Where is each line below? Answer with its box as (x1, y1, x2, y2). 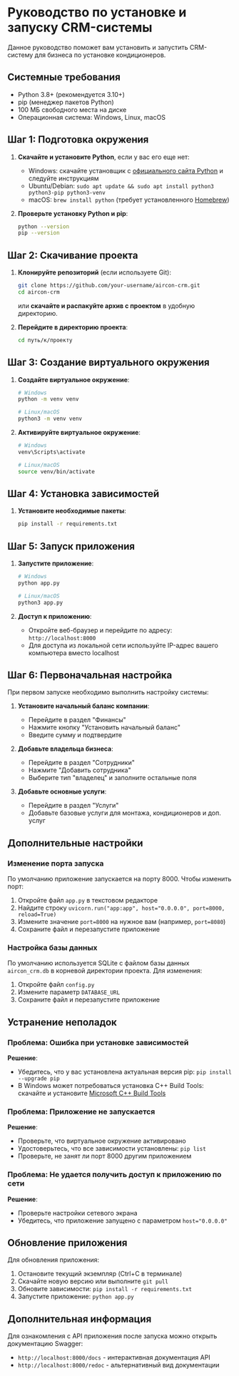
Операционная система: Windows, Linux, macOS (17, 113, 166, 121)
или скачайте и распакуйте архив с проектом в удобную (17, 301, 195, 310)
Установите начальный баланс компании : (17, 702, 150, 710)
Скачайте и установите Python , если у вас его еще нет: (17, 153, 190, 161)
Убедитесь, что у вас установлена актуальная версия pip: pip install (17, 1067, 232, 1077)
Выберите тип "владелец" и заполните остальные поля (28, 774, 197, 782)
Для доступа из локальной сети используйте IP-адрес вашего (28, 641, 219, 650)
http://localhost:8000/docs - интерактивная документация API (17, 1353, 210, 1362)
